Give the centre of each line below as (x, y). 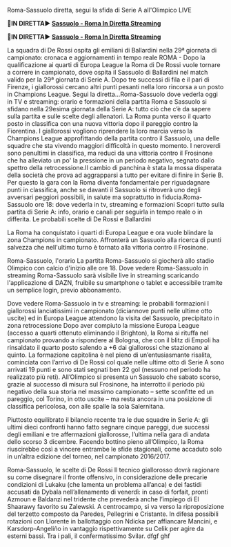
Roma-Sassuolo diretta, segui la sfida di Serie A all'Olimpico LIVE (99, 10)
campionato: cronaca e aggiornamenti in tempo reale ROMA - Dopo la (106, 57)
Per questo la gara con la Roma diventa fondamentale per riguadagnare (109, 182)
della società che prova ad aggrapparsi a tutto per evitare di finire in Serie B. (115, 175)
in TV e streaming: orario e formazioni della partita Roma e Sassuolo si (107, 102)
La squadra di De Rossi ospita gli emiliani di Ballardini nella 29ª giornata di (112, 50)
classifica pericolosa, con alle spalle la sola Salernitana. (86, 406)
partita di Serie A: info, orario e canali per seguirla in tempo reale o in (105, 212)
